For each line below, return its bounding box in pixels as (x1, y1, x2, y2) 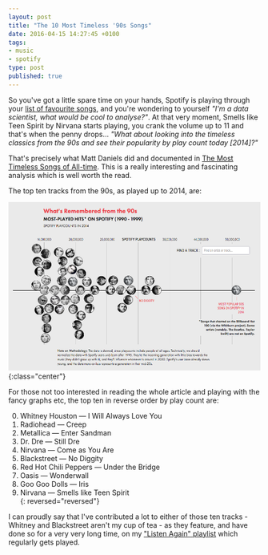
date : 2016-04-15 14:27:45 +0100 (8, 30, 120, 38)
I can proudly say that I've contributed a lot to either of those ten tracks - (8, 512, 248, 521)
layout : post (8, 13, 52, 21)
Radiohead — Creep (19, 419, 87, 429)
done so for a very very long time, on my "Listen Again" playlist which (8, 529, 238, 538)
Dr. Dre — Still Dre (19, 436, 80, 446)
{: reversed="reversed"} (19, 496, 100, 505)
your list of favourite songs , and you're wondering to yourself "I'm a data (8, 103, 250, 113)
